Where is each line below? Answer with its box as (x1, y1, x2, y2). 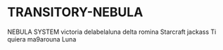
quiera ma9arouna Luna (7, 35, 77, 43)
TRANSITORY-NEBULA (7, 4, 144, 20)
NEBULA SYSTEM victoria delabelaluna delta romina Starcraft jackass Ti (7, 27, 217, 36)
